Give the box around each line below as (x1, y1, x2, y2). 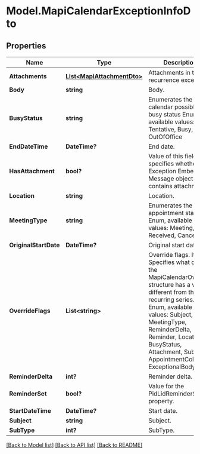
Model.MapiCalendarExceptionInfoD (6, 4, 191, 18)
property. (148, 397, 174, 405)
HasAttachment (9, 167, 55, 175)
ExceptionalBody (148, 363, 196, 371)
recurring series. (148, 296, 195, 303)
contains (148, 182, 173, 190)
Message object (148, 174, 193, 183)
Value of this (148, 152, 183, 160)
